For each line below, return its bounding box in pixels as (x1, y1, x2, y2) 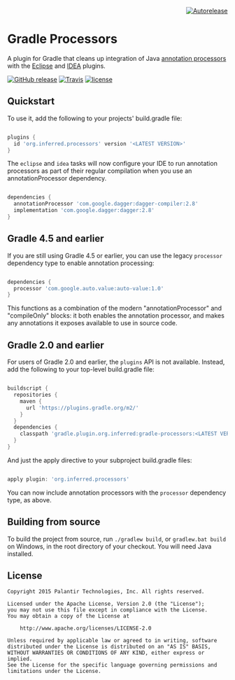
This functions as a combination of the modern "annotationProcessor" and (7, 304, 222, 313)
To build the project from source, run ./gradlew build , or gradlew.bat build (7, 534, 226, 543)
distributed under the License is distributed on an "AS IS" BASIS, (7, 644, 211, 651)
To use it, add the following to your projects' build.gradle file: (7, 114, 183, 122)
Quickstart (7, 95, 55, 108)
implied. (7, 656, 33, 663)
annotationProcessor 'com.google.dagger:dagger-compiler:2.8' (13, 200, 199, 208)
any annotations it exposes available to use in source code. (7, 319, 178, 327)
